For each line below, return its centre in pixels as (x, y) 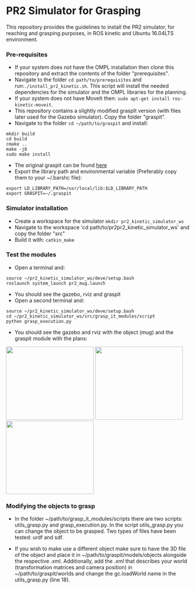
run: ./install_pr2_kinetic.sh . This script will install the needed (92, 86)
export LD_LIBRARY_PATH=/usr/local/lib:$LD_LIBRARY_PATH (77, 188)
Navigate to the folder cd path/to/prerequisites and (78, 80)
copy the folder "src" (40, 233)
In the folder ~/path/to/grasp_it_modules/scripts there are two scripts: (98, 519)
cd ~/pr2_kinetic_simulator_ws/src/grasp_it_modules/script (81, 316)
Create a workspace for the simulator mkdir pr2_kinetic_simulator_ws (99, 221)
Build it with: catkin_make (44, 240)
